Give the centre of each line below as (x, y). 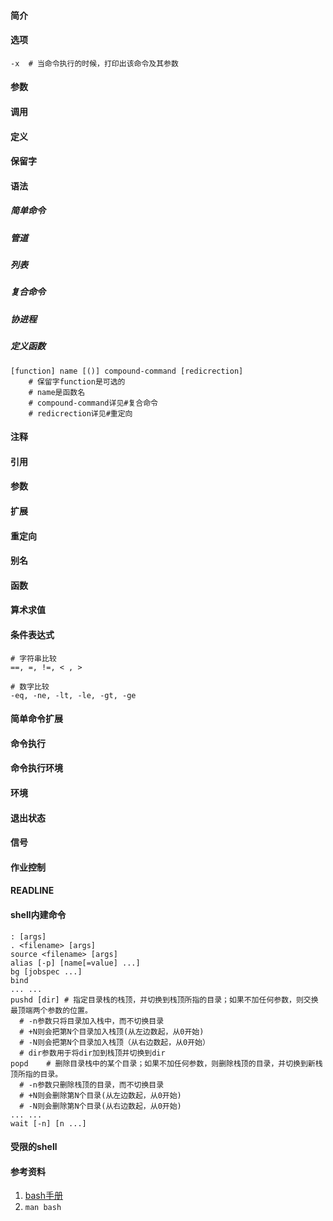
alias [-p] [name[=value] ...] (75, 963)
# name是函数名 (57, 392)
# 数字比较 (30, 686)
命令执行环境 (36, 768)
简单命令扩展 (36, 719)
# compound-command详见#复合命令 (93, 403)
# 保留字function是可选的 (77, 381)
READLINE (32, 891)
